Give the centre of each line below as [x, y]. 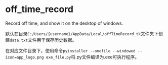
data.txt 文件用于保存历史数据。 [43, 40]
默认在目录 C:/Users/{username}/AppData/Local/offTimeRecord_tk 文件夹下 [82, 33]
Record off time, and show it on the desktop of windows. [64, 23]
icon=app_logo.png [25, 57]
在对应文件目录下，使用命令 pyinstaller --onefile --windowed [70, 50]
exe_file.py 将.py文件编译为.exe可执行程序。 [93, 57]
